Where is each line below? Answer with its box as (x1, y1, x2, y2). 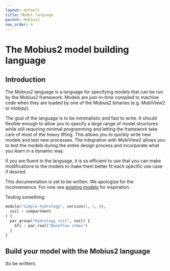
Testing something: (5, 194, 46, 200)
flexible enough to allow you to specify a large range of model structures (5, 121, 158, 127)
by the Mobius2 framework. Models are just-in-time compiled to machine (5, 94, 159, 101)
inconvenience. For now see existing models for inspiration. (5, 184, 131, 190)
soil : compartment (10, 209, 52, 214)
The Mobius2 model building (5, 44, 129, 55)
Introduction (5, 75, 46, 84)
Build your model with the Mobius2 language (5, 247, 151, 256)
